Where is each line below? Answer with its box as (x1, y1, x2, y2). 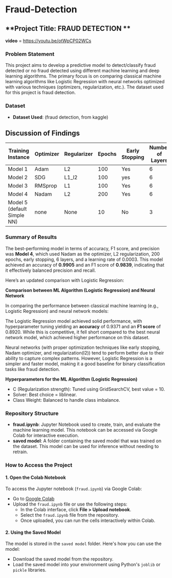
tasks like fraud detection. (5, 366, 60, 372)
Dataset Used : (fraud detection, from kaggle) (12, 114, 109, 120)
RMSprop (34, 182, 57, 190)
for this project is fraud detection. (5, 89, 76, 96)
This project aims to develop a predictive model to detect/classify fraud (5, 62, 156, 68)
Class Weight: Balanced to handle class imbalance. (12, 397, 120, 403)
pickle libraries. (12, 567, 47, 573)
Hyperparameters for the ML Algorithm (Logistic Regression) (5, 376, 138, 382)
